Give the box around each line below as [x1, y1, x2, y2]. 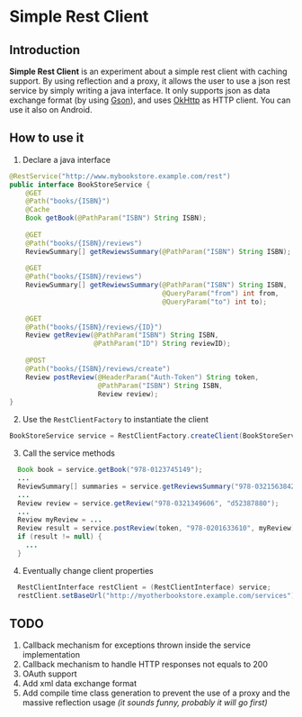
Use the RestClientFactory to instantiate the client [22, 414, 209, 425]
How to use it [9, 131, 84, 146]
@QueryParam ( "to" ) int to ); [162, 297, 268, 306]
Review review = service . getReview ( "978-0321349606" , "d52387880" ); [17, 498, 280, 508]
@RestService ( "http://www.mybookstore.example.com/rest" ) [9, 171, 231, 181]
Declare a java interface [22, 154, 111, 165]
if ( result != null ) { [17, 532, 102, 541]
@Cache [25, 205, 50, 214]
